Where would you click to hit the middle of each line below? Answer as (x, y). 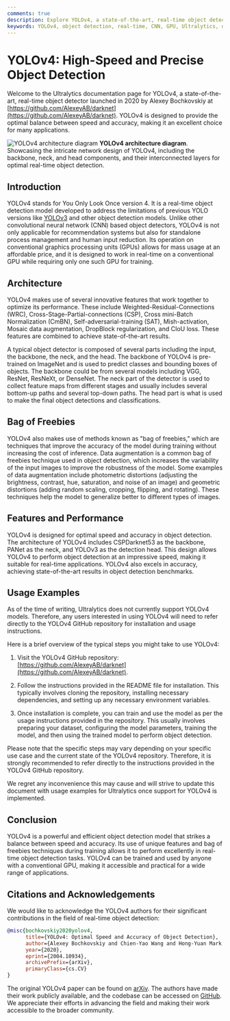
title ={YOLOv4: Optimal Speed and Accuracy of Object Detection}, (122, 937)
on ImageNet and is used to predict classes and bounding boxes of (123, 363)
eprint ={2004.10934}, (56, 956)
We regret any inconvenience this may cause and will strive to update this (111, 784)
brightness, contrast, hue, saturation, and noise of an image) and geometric (114, 482)
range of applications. (38, 873)
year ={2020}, (44, 950)
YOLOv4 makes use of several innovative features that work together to (108, 300)
